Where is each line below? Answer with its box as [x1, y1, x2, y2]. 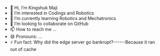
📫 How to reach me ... [10, 26, 57, 32]
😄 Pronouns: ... [10, 33, 43, 39]
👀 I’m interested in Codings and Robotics [10, 10, 94, 16]
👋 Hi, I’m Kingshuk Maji [10, 5, 58, 10]
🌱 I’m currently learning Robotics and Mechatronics [10, 15, 116, 21]
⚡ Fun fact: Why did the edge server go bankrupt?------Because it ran [10, 39, 155, 45]
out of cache [10, 46, 37, 52]
